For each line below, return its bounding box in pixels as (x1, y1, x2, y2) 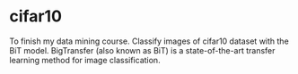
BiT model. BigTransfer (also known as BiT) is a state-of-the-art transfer (9, 45, 276, 55)
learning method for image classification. (9, 54, 161, 65)
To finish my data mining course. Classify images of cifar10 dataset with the (9, 36, 289, 46)
